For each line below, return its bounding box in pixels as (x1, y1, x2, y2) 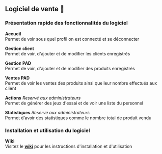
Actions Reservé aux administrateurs (5, 95, 81, 101)
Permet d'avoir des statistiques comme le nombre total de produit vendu (5, 115, 152, 121)
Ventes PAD (5, 75, 30, 81)
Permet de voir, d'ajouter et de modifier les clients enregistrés (5, 51, 130, 56)
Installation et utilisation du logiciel (5, 127, 90, 134)
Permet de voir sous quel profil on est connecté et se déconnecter (5, 36, 139, 42)
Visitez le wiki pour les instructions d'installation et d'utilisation (5, 143, 133, 149)
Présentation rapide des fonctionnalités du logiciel (5, 20, 128, 26)
